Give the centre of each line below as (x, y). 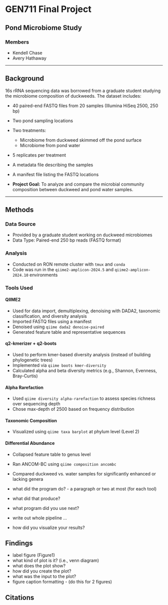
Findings (19, 543)
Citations (20, 597)
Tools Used (19, 288)
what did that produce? (36, 498)
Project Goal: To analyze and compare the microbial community (78, 184)
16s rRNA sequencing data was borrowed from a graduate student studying (83, 91)
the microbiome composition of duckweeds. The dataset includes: (73, 96)
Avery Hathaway (29, 58)
